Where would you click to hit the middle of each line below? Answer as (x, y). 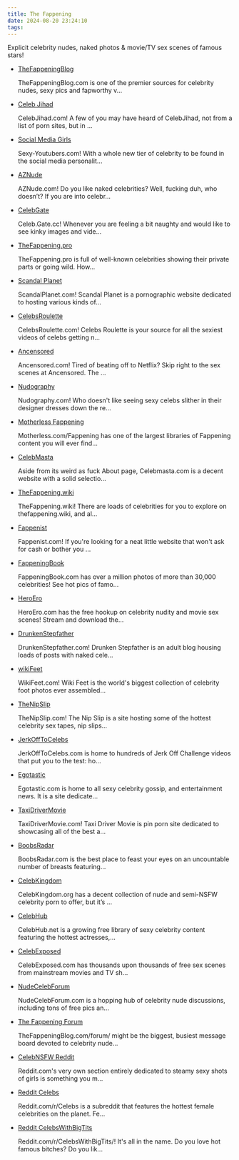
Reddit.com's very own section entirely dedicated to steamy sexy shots (122, 1071)
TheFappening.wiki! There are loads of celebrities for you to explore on (122, 506)
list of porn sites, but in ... (55, 126)
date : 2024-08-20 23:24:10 (47, 21)
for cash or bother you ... (54, 549)
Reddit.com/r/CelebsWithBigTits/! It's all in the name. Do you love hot (119, 1141)
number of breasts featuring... (62, 867)
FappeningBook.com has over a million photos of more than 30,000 (117, 577)
